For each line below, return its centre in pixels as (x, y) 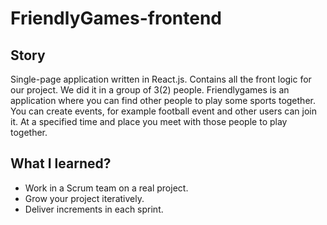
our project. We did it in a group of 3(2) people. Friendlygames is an (150, 90)
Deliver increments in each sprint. (94, 209)
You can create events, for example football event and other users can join (163, 111)
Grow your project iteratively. (84, 198)
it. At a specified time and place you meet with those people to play (149, 121)
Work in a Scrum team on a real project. (106, 188)
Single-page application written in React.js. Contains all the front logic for (161, 79)
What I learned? (61, 163)
